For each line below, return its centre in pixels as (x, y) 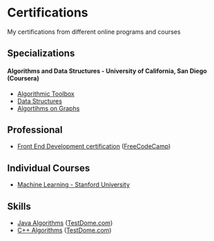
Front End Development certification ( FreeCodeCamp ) (94, 147)
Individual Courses (49, 168)
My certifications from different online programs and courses (94, 32)
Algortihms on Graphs (48, 108)
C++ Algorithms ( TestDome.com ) (64, 230)
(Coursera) (23, 78)
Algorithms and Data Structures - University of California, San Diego (107, 71)
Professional (35, 130)
